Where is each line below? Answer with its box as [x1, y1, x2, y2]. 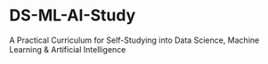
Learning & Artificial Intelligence [9, 44, 126, 54]
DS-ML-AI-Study [9, 5, 136, 26]
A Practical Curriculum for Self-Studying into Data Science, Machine [9, 35, 260, 45]
